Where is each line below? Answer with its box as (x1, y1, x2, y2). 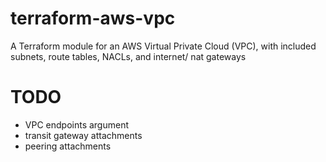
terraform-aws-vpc (10, 7, 176, 30)
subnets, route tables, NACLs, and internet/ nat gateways (10, 50, 247, 62)
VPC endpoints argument (24, 118, 130, 131)
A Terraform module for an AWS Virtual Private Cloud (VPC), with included (10, 40, 317, 52)
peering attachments (24, 140, 112, 152)
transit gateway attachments (24, 129, 143, 141)
